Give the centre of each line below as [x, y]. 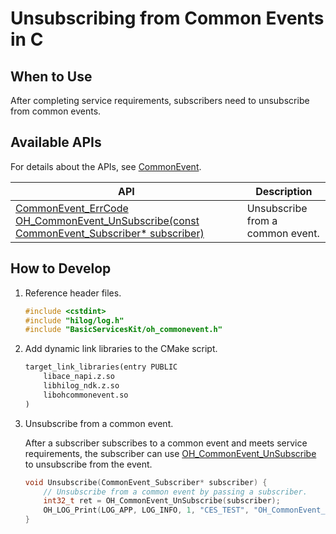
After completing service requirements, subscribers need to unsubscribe [160, 100]
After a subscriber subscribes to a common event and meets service [166, 443]
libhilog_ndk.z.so [81, 386]
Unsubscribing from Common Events [167, 18]
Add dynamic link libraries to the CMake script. [121, 349]
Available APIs [56, 142]
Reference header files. [73, 293]
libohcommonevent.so [86, 395]
